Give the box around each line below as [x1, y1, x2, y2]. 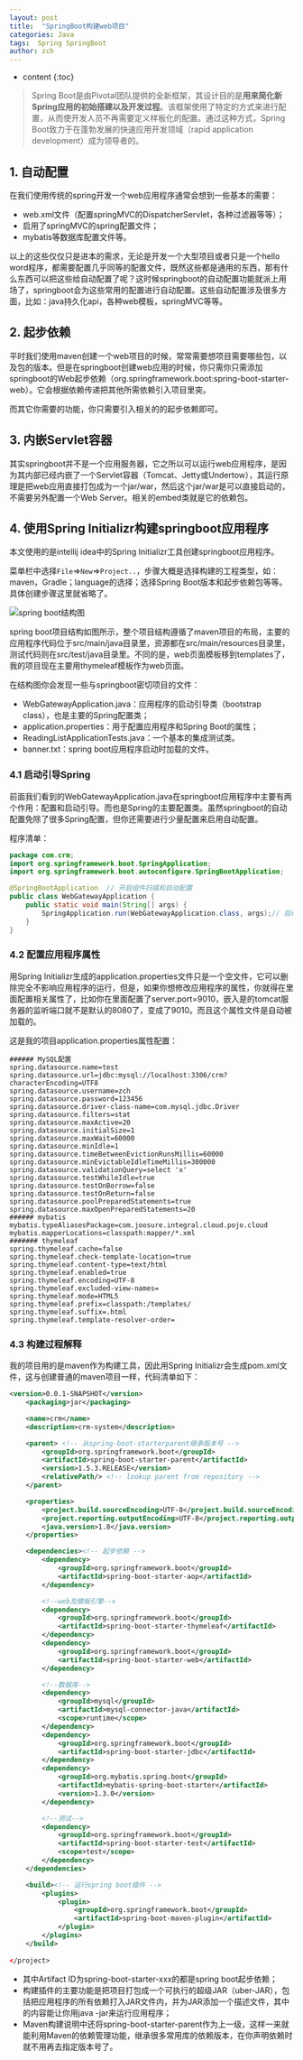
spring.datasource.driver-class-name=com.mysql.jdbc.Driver [9, 1102, 241, 1111]
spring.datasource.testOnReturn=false [9, 1188, 155, 1198]
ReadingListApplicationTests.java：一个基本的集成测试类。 [22, 733, 241, 744]
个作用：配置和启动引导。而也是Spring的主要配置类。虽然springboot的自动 [9, 802, 288, 813]
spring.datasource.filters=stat [9, 1110, 131, 1119]
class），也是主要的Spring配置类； [22, 710, 151, 721]
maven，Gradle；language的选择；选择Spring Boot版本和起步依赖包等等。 [9, 577, 288, 587]
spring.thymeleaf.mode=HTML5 [9, 1291, 119, 1300]
